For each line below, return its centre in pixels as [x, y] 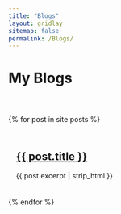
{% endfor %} [31, 202]
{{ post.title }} [52, 157]
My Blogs [40, 78]
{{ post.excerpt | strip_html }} [65, 176]
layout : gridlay [35, 23]
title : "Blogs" [34, 16]
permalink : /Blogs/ [41, 38]
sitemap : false [34, 31]
